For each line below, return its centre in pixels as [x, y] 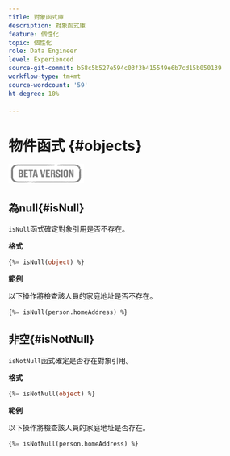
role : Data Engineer [43, 51]
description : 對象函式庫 [47, 25]
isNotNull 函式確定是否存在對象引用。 [71, 360]
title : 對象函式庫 [36, 17]
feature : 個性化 [34, 34]
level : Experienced [41, 60]
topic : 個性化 [30, 43]
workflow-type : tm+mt [45, 77]
